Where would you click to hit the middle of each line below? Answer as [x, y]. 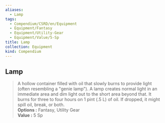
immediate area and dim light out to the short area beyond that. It [84, 94]
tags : [11, 19]
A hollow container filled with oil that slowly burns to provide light [84, 84]
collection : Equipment [29, 47]
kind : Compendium [23, 51]
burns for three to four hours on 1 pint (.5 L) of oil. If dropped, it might [88, 100]
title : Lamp [17, 42]
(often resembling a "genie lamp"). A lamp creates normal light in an [87, 89]
